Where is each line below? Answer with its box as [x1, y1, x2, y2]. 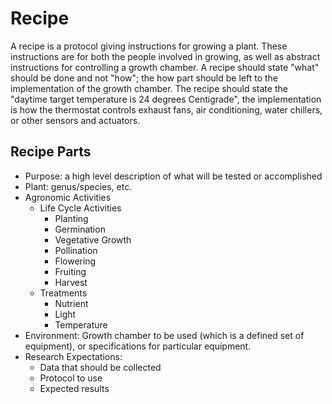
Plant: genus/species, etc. [24, 180, 133, 192]
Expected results [39, 382, 110, 394]
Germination [54, 223, 106, 235]
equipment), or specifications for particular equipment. [24, 340, 252, 352]
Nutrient [54, 297, 89, 309]
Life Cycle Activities [39, 202, 122, 214]
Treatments [39, 287, 88, 299]
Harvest [54, 276, 88, 288]
